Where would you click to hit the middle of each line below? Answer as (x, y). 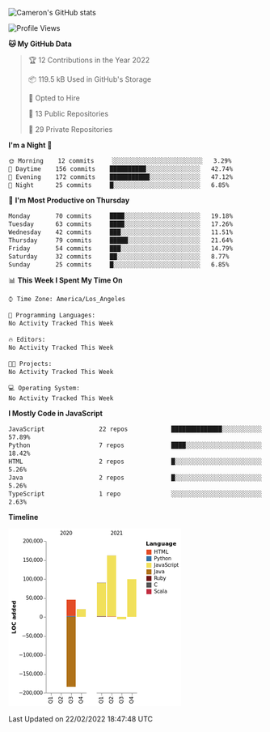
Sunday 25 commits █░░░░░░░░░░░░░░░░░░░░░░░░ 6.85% (119, 265)
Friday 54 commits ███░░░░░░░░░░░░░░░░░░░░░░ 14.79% (120, 249)
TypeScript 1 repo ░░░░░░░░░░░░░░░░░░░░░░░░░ (135, 494)
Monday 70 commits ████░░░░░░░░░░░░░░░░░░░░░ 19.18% (120, 216)
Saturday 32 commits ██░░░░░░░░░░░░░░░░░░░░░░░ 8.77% (119, 257)
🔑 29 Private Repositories (70, 129)
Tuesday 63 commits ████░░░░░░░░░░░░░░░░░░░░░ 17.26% (120, 224)
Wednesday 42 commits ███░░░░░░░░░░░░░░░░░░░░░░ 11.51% (120, 232)
